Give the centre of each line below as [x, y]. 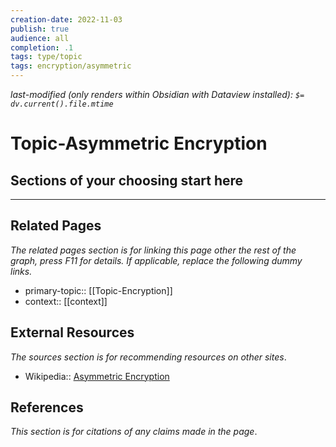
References [47, 407]
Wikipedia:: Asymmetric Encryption [97, 376]
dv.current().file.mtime [62, 104]
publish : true [40, 29]
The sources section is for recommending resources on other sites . [148, 357]
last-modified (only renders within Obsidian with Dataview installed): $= [157, 94]
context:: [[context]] [66, 301]
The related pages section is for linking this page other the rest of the [153, 250]
